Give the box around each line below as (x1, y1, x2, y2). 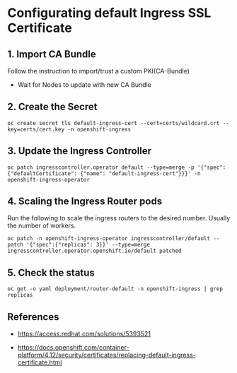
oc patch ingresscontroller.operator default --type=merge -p (7, 164, 195, 171)
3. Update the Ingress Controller (7, 145, 152, 157)
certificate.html (17, 358, 62, 367)
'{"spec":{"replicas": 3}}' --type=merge (25, 242, 151, 249)
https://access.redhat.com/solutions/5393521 (17, 330, 151, 338)
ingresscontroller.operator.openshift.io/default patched (7, 247, 182, 255)
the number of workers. (7, 221, 76, 230)
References (7, 311, 59, 323)
